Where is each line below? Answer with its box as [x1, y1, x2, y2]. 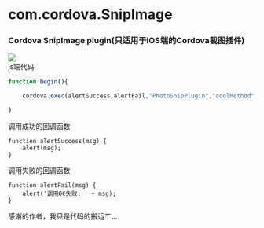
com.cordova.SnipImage [8, 6, 173, 24]
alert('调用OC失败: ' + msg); [22, 190, 116, 198]
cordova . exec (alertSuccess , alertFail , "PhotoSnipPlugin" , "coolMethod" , [22, 92, 258, 100]
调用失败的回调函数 [8, 166, 71, 175]
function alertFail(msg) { [8, 182, 97, 189]
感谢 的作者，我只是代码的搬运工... [8, 211, 118, 221]
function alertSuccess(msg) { [8, 138, 108, 145]
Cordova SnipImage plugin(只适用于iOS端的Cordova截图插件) [8, 35, 245, 46]
